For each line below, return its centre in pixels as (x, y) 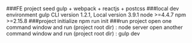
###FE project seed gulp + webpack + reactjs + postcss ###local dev (93, 9)
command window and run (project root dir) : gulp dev (73, 34)
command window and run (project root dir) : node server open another (94, 27)
